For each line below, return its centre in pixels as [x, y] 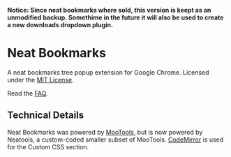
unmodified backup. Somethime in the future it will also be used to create [115, 17]
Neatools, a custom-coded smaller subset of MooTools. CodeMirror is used [115, 140]
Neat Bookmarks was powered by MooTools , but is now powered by [105, 132]
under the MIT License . [41, 80]
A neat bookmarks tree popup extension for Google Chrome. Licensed [108, 72]
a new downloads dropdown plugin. [60, 25]
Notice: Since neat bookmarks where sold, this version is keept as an [109, 10]
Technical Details [46, 115]
